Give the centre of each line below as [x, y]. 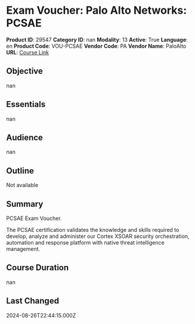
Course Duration [38, 268]
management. [23, 249]
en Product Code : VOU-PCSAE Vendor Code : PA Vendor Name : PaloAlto [96, 46]
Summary [25, 204]
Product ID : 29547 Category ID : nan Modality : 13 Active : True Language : [97, 39]
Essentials [26, 104]
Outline [20, 171]
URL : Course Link [28, 52]
